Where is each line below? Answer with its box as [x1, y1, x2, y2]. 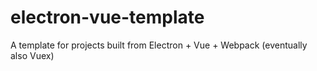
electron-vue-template [10, 6, 205, 29]
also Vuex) [10, 49, 55, 61]
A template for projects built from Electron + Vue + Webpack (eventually [10, 39, 308, 51]
